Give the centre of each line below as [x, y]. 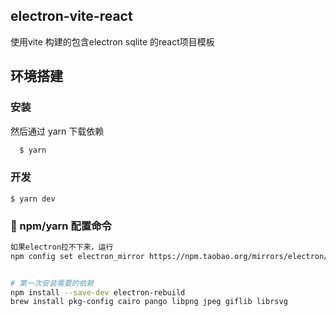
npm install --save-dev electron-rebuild [98, 292]
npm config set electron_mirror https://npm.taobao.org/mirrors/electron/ [169, 256]
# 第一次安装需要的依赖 [52, 283]
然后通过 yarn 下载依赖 [57, 131]
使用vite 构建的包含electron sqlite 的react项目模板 [112, 41]
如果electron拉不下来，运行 [62, 247]
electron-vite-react [71, 16]
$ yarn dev [33, 199]
